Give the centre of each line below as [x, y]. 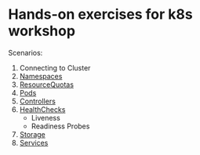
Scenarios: [25, 52]
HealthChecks [42, 109]
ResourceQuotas [47, 85]
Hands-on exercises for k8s [101, 14]
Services [34, 142]
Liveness [45, 117]
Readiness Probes [60, 126]
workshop [42, 31]
